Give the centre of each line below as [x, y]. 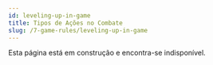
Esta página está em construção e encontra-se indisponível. [107, 53]
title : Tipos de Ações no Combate [66, 23]
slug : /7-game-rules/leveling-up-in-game [78, 30]
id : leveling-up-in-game [49, 15]
